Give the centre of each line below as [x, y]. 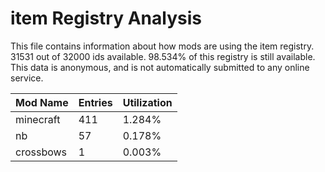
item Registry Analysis [106, 18]
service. [27, 78]
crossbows [41, 152]
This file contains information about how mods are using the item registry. [162, 46]
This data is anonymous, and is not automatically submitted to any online [160, 67]
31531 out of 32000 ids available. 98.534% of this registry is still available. [163, 56]
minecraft [38, 119]
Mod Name [42, 102]
